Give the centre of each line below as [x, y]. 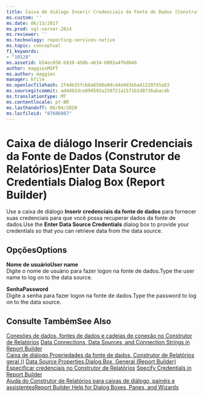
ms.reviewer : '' [27, 35]
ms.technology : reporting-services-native [61, 40]
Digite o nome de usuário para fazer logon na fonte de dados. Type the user [100, 271]
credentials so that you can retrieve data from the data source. [84, 231]
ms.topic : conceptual [34, 46]
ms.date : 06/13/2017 [32, 23]
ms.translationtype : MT [36, 96]
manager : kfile [25, 79]
